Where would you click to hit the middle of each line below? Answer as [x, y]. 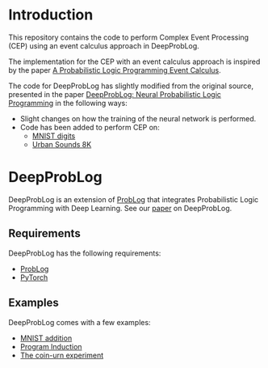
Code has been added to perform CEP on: [90, 127]
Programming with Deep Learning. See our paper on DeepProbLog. [120, 208]
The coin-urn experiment [61, 355]
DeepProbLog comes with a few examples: [80, 322]
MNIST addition [46, 338]
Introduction [51, 15]
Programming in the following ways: [68, 103]
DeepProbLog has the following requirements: [85, 253]
